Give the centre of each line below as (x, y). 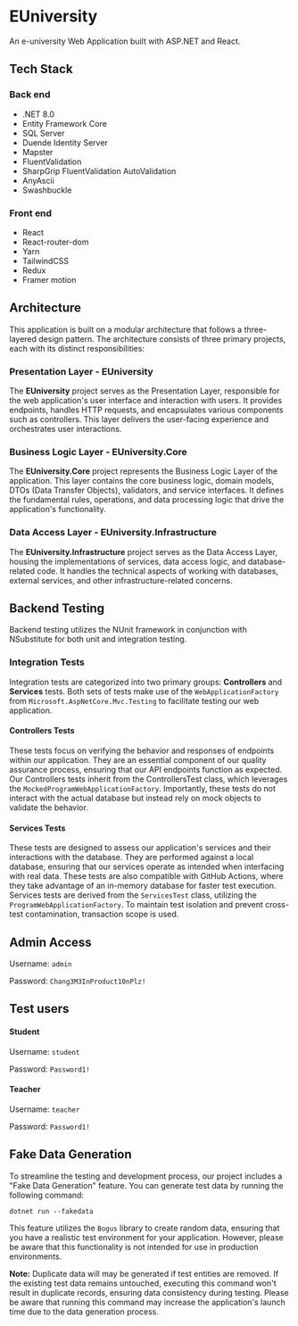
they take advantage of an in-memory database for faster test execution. (143, 886)
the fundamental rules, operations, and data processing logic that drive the (147, 500)
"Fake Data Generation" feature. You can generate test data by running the (146, 1185)
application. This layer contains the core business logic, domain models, (142, 481)
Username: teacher (45, 1109)
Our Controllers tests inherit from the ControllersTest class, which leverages (149, 779)
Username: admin (41, 963)
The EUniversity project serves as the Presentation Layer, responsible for (145, 391)
